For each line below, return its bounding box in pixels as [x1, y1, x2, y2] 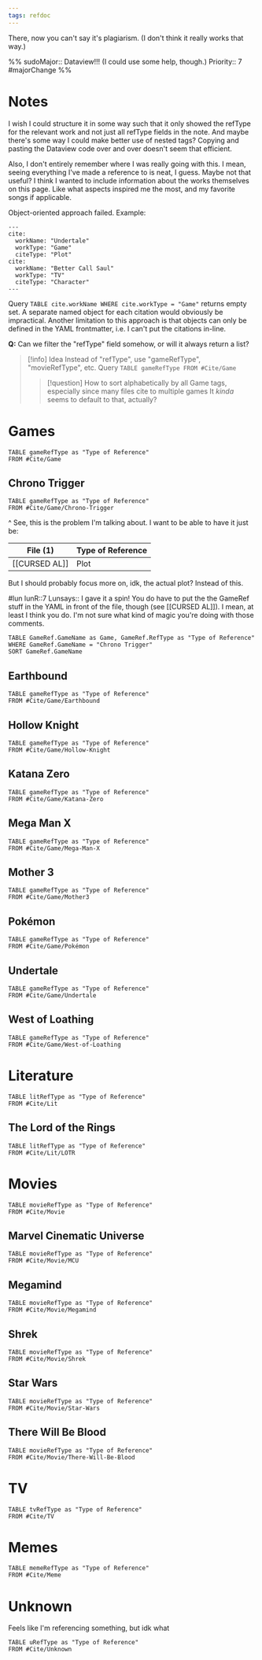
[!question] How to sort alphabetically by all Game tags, [46, 378, 227, 387]
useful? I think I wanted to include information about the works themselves [8, 176, 249, 185]
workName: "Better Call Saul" [15, 264, 114, 272]
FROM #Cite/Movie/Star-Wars [8, 1404, 101, 1412]
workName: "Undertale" [15, 237, 90, 245]
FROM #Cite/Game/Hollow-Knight [8, 745, 111, 754]
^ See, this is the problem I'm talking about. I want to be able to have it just [8, 518, 249, 527]
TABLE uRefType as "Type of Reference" [8, 1639, 139, 1647]
